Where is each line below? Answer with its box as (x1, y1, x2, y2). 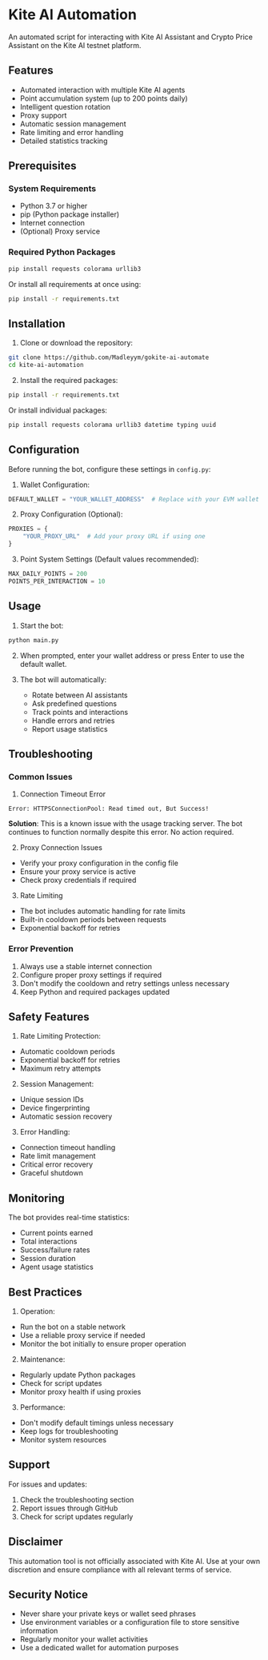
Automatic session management (19, 118, 126, 129)
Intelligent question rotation (19, 102, 110, 111)
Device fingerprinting (19, 1103, 90, 1113)
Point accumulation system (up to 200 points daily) (19, 94, 188, 103)
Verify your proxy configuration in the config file (19, 858, 178, 868)
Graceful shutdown (19, 1168, 84, 1178)
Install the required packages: (19, 376, 118, 385)
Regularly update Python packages (19, 1370, 136, 1379)
